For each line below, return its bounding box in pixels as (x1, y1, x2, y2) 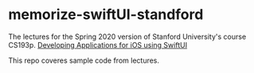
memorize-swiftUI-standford (8, 6, 204, 24)
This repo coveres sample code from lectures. (8, 56, 160, 65)
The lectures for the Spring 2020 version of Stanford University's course (8, 32, 247, 41)
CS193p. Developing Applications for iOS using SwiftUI (8, 40, 188, 49)
